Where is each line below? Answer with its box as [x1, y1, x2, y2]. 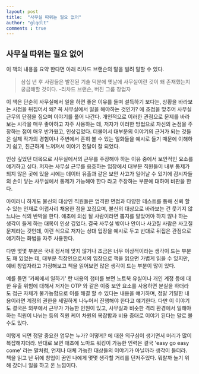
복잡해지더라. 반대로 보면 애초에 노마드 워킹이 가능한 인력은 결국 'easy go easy [6, 340, 189, 347]
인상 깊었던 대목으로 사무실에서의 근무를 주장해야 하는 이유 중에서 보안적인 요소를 [6, 156, 194, 163]
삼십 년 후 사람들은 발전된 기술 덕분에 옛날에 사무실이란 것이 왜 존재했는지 [20, 78, 191, 85]
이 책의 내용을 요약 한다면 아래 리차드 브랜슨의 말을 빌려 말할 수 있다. [6, 66, 165, 73]
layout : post [6, 8, 39, 15]
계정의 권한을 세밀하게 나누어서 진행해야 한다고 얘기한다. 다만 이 [26, 297, 174, 305]
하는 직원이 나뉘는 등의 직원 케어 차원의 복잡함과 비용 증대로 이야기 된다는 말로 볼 [6, 312, 193, 319]
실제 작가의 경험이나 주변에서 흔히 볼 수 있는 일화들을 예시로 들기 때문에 [12, 135, 177, 142]
